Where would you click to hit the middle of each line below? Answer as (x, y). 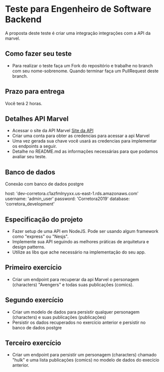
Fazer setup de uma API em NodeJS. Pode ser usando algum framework (85, 231)
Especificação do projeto (44, 219)
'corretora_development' (30, 204)
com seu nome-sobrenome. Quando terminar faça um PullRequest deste (85, 71)
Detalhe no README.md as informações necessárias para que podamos (85, 151)
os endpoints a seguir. (35, 146)
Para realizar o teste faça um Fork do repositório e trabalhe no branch (82, 65)
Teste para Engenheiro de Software (78, 9)
